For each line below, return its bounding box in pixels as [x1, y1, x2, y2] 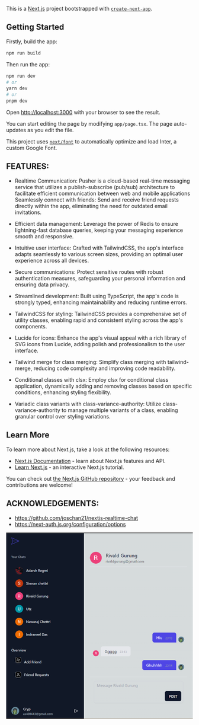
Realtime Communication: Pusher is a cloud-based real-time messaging [14, 177, 191, 184]
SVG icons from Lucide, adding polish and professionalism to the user [14, 340, 185, 347]
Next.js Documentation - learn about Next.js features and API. [14, 457, 166, 464]
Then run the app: [6, 60, 50, 68]
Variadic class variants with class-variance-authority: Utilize [14, 400, 162, 407]
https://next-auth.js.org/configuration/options [14, 520, 126, 528]
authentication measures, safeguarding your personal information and [14, 274, 185, 282]
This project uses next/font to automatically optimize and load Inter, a [6, 138, 177, 145]
